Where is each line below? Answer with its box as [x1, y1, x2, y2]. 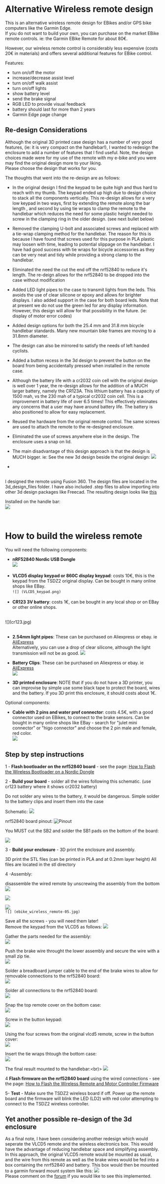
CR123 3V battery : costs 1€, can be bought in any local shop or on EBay [12, 599, 159, 605]
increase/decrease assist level [12, 75, 74, 81]
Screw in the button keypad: [5, 1016, 63, 1022]
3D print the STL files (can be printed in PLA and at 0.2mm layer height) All [5, 856, 157, 862]
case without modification [12, 277, 66, 283]
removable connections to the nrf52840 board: [5, 973, 100, 979]
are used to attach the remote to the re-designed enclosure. [12, 423, 134, 429]
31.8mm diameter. [12, 333, 49, 339]
